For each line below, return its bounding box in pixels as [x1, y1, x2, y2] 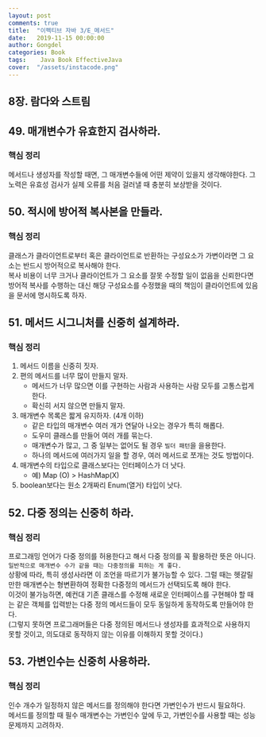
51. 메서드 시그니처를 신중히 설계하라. [8, 316, 180, 329]
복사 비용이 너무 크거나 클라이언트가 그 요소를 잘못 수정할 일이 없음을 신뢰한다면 [8, 270, 254, 280]
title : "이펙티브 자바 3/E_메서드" [8, 26, 115, 34]
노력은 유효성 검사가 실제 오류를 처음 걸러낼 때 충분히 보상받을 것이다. [8, 180, 222, 189]
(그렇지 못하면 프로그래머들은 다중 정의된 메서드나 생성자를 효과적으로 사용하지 [8, 619, 251, 629]
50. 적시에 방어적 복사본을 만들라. [8, 205, 164, 219]
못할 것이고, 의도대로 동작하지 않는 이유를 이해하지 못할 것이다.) [8, 629, 204, 638]
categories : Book [8, 48, 66, 56]
